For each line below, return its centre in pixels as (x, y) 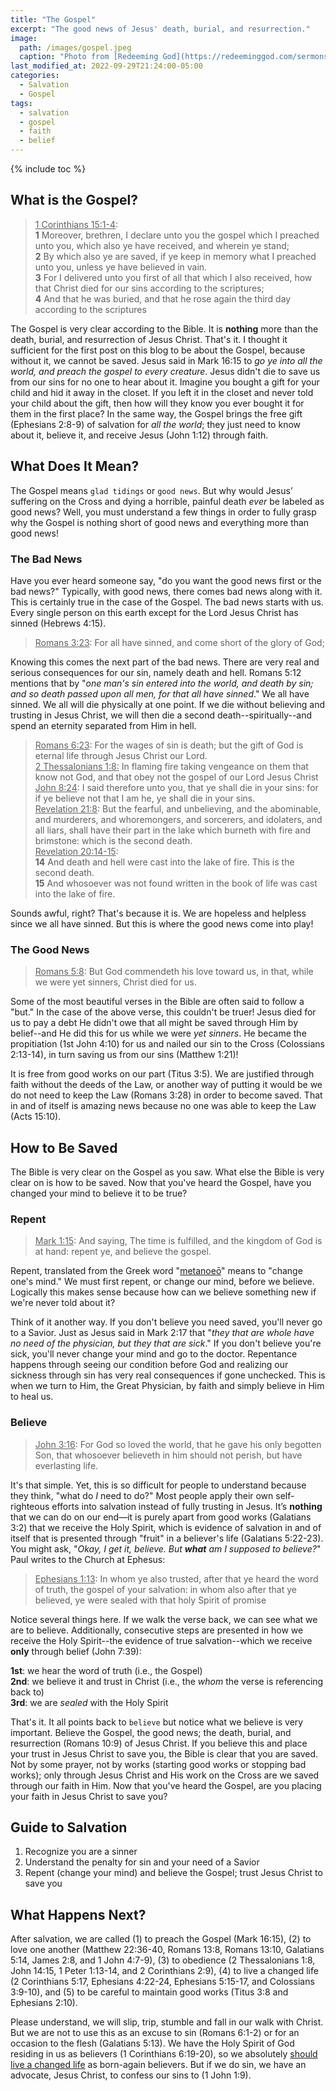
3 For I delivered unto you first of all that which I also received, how (173, 277)
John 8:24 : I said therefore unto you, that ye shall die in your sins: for (176, 787)
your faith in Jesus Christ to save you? (89, 1796)
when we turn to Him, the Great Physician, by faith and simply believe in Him (167, 1386)
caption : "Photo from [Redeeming (89, 57)
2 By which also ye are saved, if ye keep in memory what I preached (175, 256)
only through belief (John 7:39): (76, 1651)
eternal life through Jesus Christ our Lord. (121, 755)
